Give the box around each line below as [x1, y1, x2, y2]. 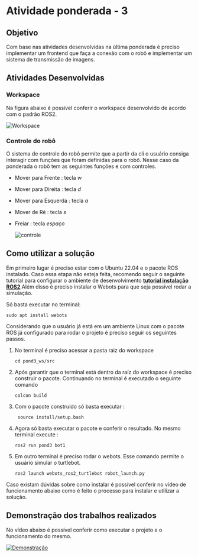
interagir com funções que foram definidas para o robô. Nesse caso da [6, 156, 179, 163]
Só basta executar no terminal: [6, 300, 81, 308]
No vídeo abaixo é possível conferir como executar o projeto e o [6, 526, 163, 533]
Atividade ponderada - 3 [6, 4, 128, 18]
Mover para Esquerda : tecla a [14, 197, 89, 204]
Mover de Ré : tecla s [14, 208, 67, 215]
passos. [6, 335, 25, 342]
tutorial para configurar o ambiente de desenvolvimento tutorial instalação [6, 277, 189, 284]
